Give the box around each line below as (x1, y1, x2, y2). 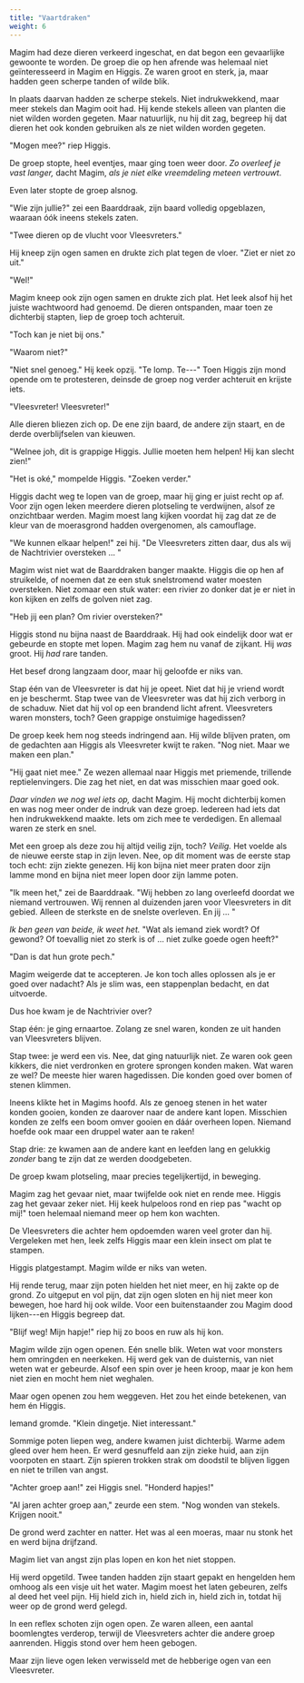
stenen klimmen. (9, 1079, 72, 1090)
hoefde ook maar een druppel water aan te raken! (9, 1125, 195, 1136)
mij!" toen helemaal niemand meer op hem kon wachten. (9, 1207, 221, 1218)
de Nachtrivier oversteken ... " (9, 547, 122, 558)
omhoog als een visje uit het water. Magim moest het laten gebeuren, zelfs (9, 1581, 288, 1592)
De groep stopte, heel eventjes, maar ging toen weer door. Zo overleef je (9, 157, 281, 168)
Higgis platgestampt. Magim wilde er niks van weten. (9, 1262, 207, 1272)
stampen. (9, 1244, 45, 1255)
